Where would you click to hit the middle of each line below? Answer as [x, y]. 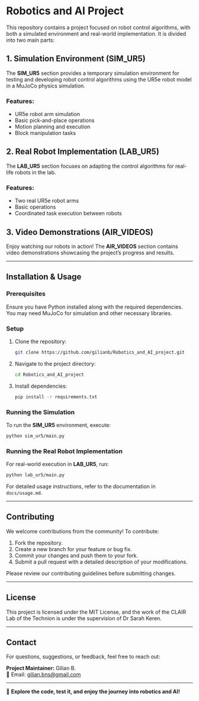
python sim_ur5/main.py [36, 436]
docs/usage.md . [24, 492]
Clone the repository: [41, 341]
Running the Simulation [41, 412]
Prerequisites [26, 294]
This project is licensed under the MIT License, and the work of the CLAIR [96, 612]
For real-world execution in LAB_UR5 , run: [57, 464]
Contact [21, 642]
